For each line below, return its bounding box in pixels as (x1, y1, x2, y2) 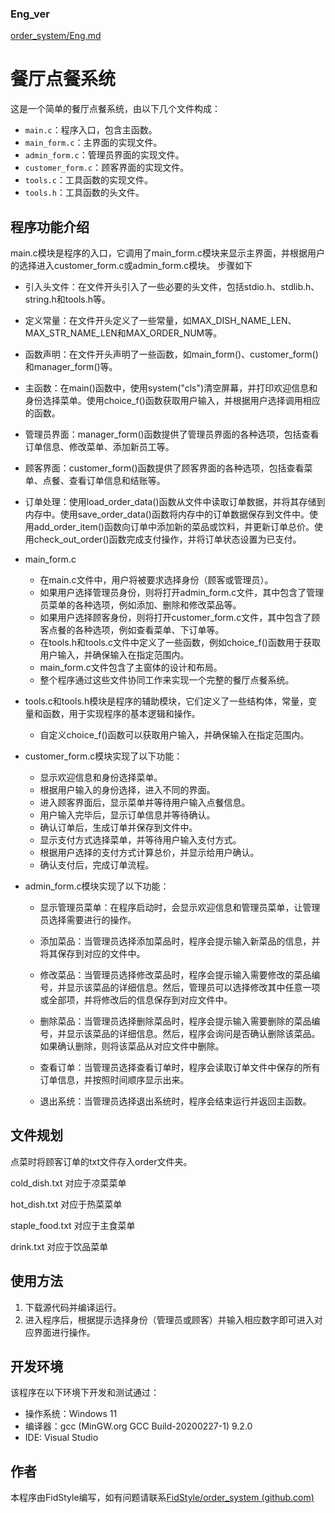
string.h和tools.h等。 (24, 293, 112, 306)
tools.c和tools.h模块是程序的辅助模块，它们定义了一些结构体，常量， (24, 695, 309, 707)
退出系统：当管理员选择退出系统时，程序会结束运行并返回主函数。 (39, 1095, 312, 1107)
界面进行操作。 (33, 1326, 96, 1338)
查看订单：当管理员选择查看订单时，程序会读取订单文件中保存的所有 (39, 1062, 321, 1074)
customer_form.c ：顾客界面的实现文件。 (24, 162, 190, 174)
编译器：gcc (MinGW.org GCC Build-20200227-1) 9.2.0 (24, 1420, 253, 1432)
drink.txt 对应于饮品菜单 (10, 1240, 109, 1252)
